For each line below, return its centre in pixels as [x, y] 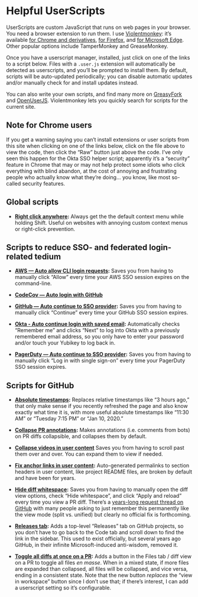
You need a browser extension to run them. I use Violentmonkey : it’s [89, 33]
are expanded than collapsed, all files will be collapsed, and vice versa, [101, 569]
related [20, 256]
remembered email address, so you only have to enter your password [99, 337]
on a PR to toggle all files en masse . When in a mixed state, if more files [102, 563]
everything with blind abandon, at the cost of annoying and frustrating [91, 171]
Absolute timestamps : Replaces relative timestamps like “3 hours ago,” [102, 400]
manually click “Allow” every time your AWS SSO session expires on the [102, 277]
